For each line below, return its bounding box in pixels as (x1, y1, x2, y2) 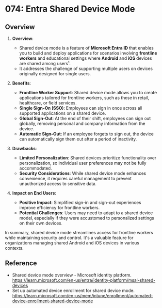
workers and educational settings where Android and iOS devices (19, 55, 152, 61)
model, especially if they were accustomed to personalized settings (19, 215, 154, 221)
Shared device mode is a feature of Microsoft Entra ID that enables (19, 45, 154, 51)
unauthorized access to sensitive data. (19, 181, 97, 187)
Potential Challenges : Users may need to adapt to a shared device (19, 210, 153, 216)
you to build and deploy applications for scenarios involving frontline (19, 50, 158, 56)
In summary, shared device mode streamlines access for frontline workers (5, 230, 154, 235)
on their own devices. (19, 220, 63, 226)
